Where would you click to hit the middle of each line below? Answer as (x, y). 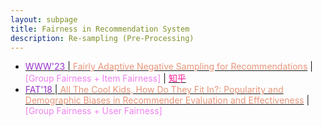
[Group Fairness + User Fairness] (93, 111)
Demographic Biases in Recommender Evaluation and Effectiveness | (167, 100)
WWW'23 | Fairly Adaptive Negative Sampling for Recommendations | (168, 67)
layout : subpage (44, 19)
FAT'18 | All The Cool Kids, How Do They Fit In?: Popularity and (154, 90)
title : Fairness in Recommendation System (100, 29)
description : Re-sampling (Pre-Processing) (102, 38)
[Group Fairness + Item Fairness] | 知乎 (105, 78)
